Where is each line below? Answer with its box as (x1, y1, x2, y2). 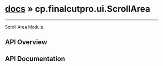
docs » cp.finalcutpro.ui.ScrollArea (5, 3, 150, 15)
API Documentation (5, 54, 65, 63)
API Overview (5, 38, 48, 47)
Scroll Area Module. (5, 24, 45, 30)
